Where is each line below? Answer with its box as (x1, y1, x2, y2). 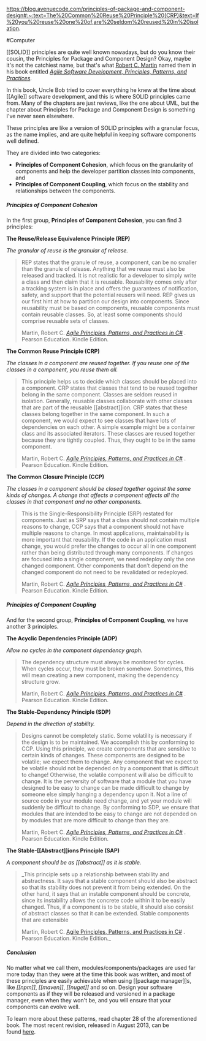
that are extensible (21, 916, 69, 923)
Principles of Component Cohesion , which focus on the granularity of (15, 161, 194, 168)
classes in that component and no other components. (6, 498, 142, 505)
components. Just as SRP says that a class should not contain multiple (21, 516, 200, 523)
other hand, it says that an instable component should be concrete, (21, 890, 191, 897)
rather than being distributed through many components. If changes (21, 548, 193, 556)
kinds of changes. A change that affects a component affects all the (6, 491, 180, 499)
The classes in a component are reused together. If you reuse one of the (6, 359, 190, 366)
